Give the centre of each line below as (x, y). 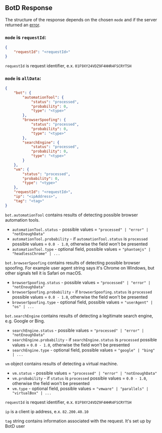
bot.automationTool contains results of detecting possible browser (72, 215)
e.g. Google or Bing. (25, 321)
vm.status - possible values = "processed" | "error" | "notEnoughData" (84, 373)
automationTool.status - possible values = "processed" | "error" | (80, 229)
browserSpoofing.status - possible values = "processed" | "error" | (81, 282)
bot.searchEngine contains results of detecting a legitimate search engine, (79, 316)
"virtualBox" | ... (32, 393)
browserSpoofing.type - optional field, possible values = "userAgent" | (82, 302)
